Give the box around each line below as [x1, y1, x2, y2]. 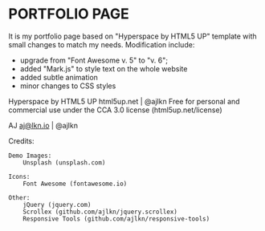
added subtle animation [19, 72, 99, 82]
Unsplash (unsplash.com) [22, 158, 106, 167]
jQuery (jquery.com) [22, 201, 92, 209]
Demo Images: [8, 152, 52, 160]
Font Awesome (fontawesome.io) [22, 180, 128, 188]
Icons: [8, 172, 31, 180]
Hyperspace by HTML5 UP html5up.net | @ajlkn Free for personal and [8, 96, 240, 106]
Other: [8, 193, 31, 201]
